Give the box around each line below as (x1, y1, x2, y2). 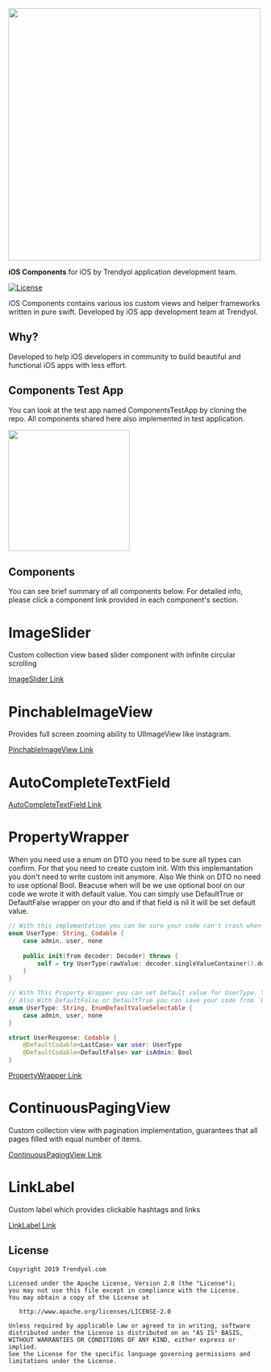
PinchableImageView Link (8, 745, 94, 755)
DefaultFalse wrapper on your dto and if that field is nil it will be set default (8, 897, 256, 907)
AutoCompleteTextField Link (8, 800, 102, 809)
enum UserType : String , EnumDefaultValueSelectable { (8, 1004, 194, 1012)
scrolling (8, 659, 37, 668)
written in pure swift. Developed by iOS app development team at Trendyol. (8, 307, 258, 316)
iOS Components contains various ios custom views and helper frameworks (8, 299, 261, 307)
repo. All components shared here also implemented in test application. (8, 413, 245, 423)
